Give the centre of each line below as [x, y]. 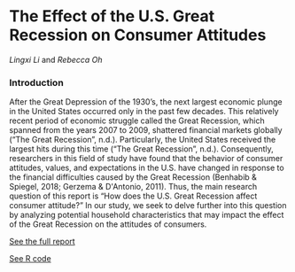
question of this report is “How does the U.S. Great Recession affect [133, 196]
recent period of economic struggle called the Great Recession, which [137, 120]
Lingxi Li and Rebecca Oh [56, 59]
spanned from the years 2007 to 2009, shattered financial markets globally [146, 130]
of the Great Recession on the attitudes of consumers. [108, 224]
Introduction [36, 82]
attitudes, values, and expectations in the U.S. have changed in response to [147, 168]
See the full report [42, 242]
